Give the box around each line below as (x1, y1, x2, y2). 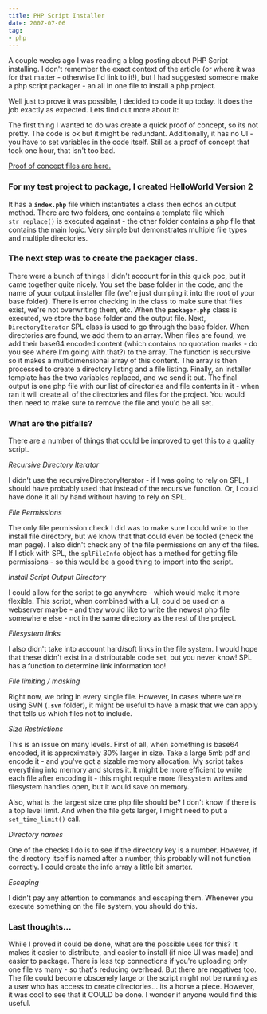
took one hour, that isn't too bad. (8, 146, 116, 155)
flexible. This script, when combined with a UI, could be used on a (8, 597, 226, 606)
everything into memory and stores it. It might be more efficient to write (8, 765, 243, 775)
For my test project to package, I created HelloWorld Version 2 (8, 181, 253, 192)
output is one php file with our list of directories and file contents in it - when (8, 381, 260, 390)
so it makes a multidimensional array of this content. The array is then (8, 355, 238, 365)
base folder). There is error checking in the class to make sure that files (8, 296, 243, 306)
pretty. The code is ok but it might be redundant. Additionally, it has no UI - (8, 129, 253, 139)
